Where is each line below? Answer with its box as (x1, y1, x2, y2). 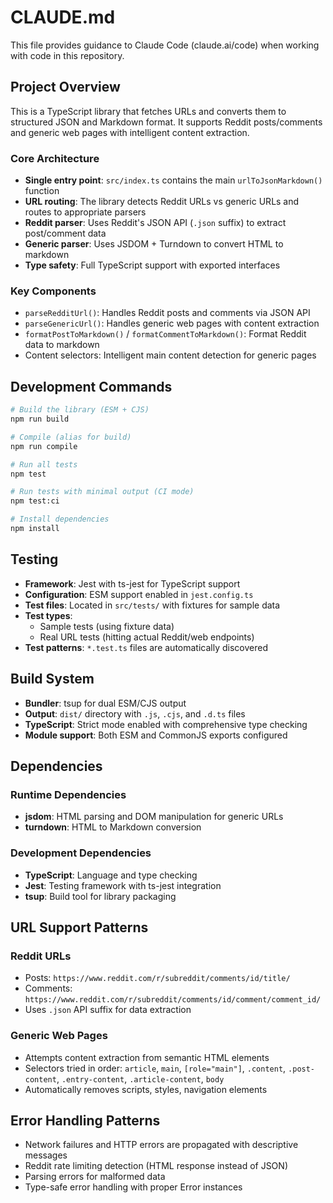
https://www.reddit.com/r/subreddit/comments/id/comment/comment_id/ (24, 995, 322, 1005)
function (24, 185, 60, 197)
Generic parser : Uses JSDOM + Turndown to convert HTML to (24, 238, 284, 250)
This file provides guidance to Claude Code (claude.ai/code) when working (10, 39, 320, 51)
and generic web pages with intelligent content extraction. (10, 126, 250, 138)
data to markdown (24, 339, 100, 351)
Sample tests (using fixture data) (39, 620, 175, 632)
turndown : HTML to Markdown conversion (24, 821, 202, 833)
